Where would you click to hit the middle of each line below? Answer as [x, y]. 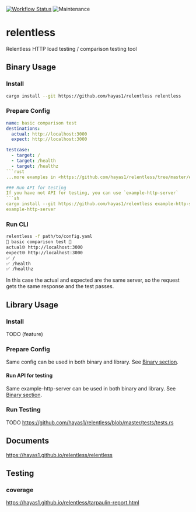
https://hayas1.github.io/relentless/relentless [59, 455]
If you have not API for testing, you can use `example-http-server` [92, 193]
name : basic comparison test [41, 123]
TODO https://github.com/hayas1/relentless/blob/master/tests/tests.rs [90, 422]
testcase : [18, 150]
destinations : [23, 129]
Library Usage [32, 305]
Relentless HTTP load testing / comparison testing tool [71, 49]
